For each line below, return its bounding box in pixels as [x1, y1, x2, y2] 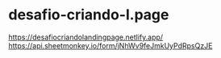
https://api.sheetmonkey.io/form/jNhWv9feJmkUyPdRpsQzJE [8, 40, 213, 50]
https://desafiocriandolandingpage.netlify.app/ [8, 32, 164, 42]
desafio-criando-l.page [8, 6, 169, 24]
